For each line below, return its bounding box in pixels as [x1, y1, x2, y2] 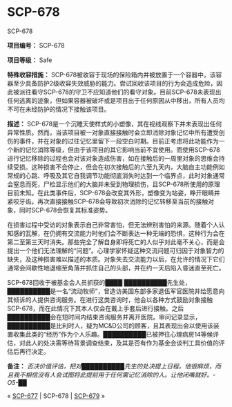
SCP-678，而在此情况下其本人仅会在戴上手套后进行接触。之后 [7, 304, 184, 312]
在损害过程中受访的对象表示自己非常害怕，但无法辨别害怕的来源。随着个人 [7, 220, 219, 228]
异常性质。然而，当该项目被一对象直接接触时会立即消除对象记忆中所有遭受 [7, 128, 219, 137]
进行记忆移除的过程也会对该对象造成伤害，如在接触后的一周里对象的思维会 [7, 154, 219, 162]
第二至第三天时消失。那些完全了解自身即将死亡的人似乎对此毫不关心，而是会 [7, 237, 225, 246]
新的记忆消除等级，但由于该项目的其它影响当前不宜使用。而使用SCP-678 [12, 146, 221, 154]
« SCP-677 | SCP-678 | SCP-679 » [7, 391, 106, 400]
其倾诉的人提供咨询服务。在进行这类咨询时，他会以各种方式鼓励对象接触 [7, 295, 213, 304]
